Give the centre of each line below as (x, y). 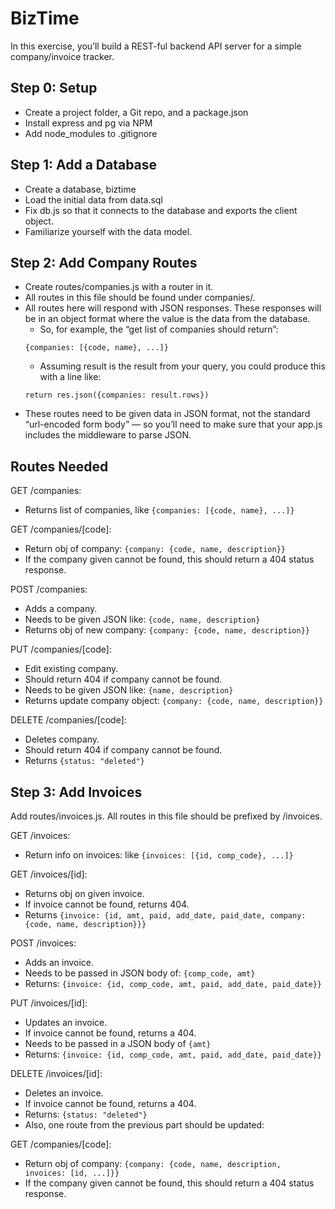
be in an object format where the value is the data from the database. (167, 319)
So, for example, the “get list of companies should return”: (159, 329)
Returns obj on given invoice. (84, 893)
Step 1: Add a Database (84, 165)
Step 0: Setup (54, 88)
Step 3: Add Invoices (76, 792)
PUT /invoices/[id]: (49, 1003)
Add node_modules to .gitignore (91, 133)
